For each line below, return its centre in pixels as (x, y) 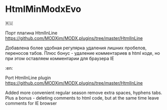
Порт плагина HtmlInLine (31, 33)
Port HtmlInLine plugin (28, 78)
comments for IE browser (31, 103)
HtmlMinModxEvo (43, 9)
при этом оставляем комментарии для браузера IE (60, 58)
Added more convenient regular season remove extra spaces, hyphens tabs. (84, 93)
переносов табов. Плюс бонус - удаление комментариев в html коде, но (83, 53)
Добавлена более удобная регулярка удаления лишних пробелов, (76, 48)
